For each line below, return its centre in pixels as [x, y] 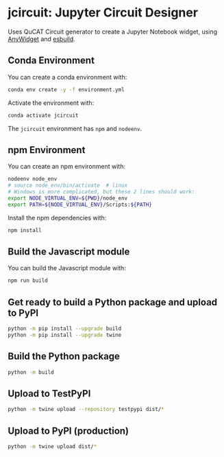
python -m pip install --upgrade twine [65, 335]
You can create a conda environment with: [67, 77]
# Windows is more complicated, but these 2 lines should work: [101, 192]
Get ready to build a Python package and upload [113, 302]
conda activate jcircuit [43, 115]
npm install [25, 230]
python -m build [31, 372]
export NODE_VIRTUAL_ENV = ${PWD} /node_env [68, 198]
